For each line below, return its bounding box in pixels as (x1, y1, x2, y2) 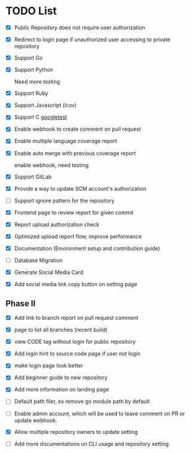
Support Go (14, 54, 43, 61)
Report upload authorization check (14, 221, 99, 228)
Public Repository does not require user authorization (14, 24, 145, 31)
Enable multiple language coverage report (14, 137, 117, 144)
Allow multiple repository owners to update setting (14, 428, 138, 435)
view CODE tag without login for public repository (14, 338, 136, 346)
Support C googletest (14, 113, 67, 121)
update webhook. (14, 417, 58, 424)
